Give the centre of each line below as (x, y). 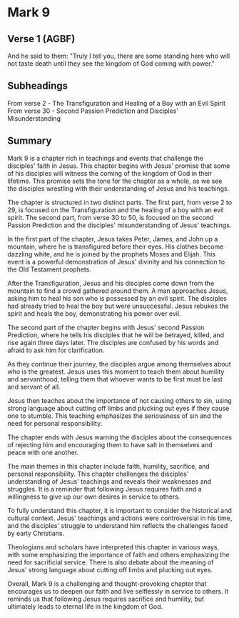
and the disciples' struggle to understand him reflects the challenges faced (118, 525)
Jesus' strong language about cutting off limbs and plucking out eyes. (110, 569)
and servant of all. (34, 387)
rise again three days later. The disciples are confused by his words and (113, 342)
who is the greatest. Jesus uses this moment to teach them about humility (116, 372)
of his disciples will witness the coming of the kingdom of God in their (110, 173)
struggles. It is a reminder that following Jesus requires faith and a (105, 489)
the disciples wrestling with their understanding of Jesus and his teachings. (118, 188)
